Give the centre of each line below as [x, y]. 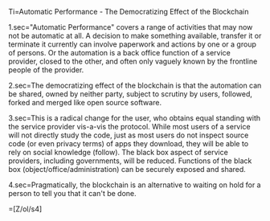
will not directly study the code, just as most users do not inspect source [129, 135]
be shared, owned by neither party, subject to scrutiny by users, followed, [131, 94]
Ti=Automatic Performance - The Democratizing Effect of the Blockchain [129, 12]
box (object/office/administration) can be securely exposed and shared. [127, 169]
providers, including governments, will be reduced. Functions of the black [130, 161]
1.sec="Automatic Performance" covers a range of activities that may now [131, 27]
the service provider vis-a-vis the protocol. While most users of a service [129, 127]
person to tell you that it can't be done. [72, 193]
